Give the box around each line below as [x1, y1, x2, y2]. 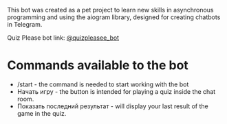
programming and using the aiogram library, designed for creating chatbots [7, 13, 221, 21]
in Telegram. [7, 21, 43, 28]
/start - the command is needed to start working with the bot [17, 80, 189, 88]
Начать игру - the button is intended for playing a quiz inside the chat [17, 87, 216, 95]
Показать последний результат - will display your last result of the [17, 102, 208, 110]
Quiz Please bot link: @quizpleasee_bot [7, 34, 119, 42]
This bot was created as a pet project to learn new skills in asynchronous [7, 6, 214, 14]
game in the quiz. [17, 109, 67, 117]
